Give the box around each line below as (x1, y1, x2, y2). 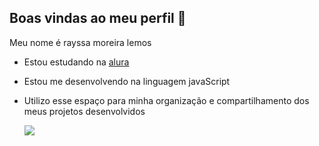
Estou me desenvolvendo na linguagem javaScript (23, 75, 231, 87)
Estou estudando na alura (23, 56, 130, 68)
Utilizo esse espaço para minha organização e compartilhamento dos (23, 94, 310, 106)
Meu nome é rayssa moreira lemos (9, 36, 152, 48)
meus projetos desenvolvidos (23, 105, 146, 117)
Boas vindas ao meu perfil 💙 (9, 10, 187, 27)
